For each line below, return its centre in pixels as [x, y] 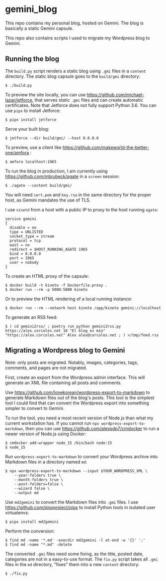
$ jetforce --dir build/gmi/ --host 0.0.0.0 [52, 138]
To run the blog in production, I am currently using [56, 171]
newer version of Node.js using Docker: [46, 434]
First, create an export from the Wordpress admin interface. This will [75, 377]
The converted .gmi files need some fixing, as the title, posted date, [74, 554]
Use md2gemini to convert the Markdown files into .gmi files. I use [72, 502]
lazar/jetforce [19, 100]
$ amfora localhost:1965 [31, 162]
